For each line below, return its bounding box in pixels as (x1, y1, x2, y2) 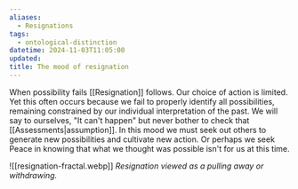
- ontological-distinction (17, 37, 117, 47)
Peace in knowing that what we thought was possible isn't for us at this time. (9, 143, 291, 154)
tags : (9, 29, 29, 38)
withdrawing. (9, 169, 58, 180)
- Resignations (17, 21, 74, 30)
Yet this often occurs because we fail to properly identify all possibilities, (9, 96, 275, 106)
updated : (9, 54, 42, 63)
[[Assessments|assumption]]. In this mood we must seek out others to (9, 124, 267, 135)
